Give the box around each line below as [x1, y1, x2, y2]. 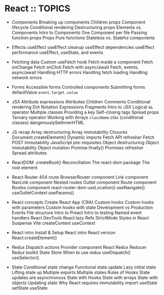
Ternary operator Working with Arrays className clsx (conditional [11, 114, 144, 120]
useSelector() [11, 254, 40, 260]
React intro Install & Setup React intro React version [11, 229, 116, 235]
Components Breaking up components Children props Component [11, 19, 145, 25]
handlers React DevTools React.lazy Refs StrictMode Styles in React [11, 215, 149, 221]
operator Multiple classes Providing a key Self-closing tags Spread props [11, 109, 159, 115]
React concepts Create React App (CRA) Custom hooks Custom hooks [11, 199, 154, 205]
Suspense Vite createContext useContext [11, 220, 95, 226]
